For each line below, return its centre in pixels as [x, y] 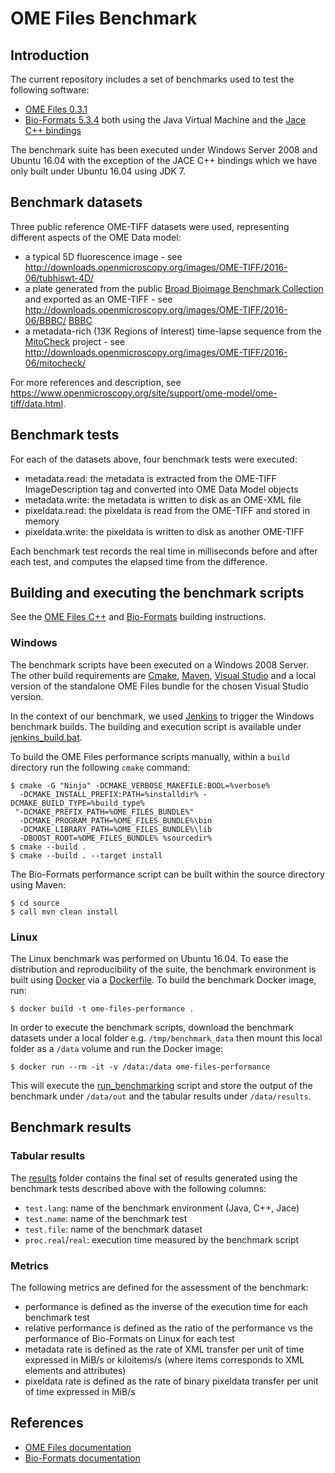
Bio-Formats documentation [82, 1458]
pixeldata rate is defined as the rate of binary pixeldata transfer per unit [171, 1381]
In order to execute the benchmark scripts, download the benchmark [152, 1028]
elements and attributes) [75, 1371]
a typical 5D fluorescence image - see [103, 256]
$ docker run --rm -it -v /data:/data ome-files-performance [140, 1067]
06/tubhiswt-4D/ [59, 278]
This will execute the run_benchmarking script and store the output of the [161, 1086]
